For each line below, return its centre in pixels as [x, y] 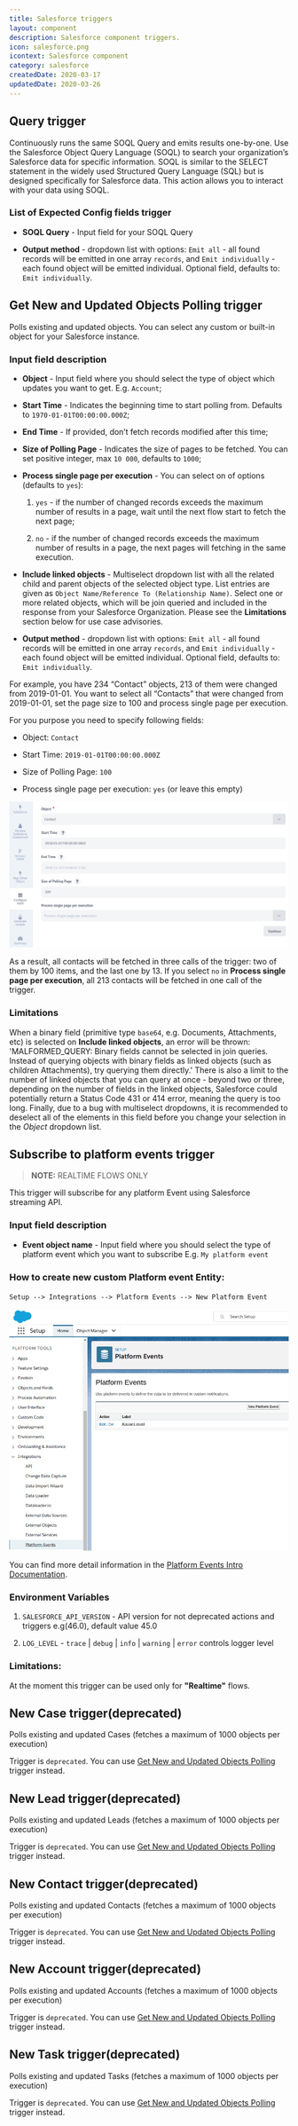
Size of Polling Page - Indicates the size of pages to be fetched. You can [155, 449]
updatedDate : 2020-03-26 [55, 84]
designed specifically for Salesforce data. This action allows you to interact [146, 180]
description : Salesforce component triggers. [94, 37]
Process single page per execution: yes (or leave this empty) [133, 789]
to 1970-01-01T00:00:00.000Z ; [76, 414]
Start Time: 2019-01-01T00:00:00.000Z [91, 754]
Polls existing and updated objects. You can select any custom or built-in [142, 327]
